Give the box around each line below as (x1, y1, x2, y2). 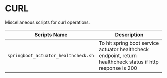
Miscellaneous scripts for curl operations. (5, 19, 90, 25)
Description (115, 31, 144, 38)
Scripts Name (34, 31, 68, 38)
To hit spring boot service (99, 39, 159, 46)
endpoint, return (99, 52, 137, 59)
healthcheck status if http (99, 58, 159, 65)
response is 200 (99, 64, 138, 71)
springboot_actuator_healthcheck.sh (7, 53, 94, 58)
